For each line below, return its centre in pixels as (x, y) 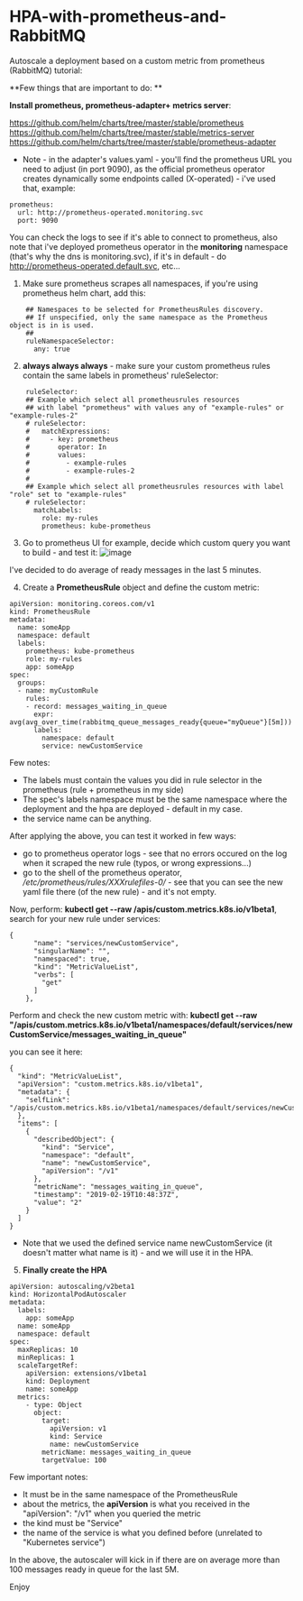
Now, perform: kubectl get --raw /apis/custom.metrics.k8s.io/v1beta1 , (143, 909)
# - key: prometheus (72, 439)
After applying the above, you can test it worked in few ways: (123, 835)
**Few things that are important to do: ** (86, 87)
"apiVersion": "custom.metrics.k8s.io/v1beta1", (110, 1084)
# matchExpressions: (68, 431)
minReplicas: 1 (46, 1357)
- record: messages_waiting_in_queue (96, 706)
